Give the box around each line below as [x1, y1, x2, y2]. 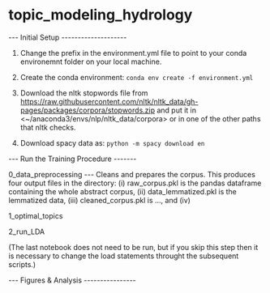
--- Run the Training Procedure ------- [8, 154, 137, 163]
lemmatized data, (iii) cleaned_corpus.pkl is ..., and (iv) [8, 195, 191, 205]
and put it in [156, 105, 197, 115]
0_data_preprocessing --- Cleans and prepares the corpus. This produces [8, 169, 255, 179]
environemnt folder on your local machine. [19, 57, 162, 66]
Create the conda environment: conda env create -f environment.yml [19, 72, 254, 82]
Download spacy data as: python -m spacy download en [19, 138, 205, 147]
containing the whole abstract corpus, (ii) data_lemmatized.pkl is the [8, 186, 238, 196]
